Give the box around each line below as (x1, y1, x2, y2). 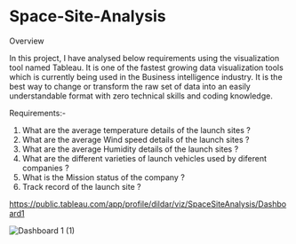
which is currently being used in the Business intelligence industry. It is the (9, 71, 283, 82)
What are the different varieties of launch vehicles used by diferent (21, 153, 268, 163)
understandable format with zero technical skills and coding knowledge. (9, 91, 273, 101)
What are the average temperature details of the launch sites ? (21, 124, 251, 135)
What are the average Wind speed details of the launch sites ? (21, 134, 250, 145)
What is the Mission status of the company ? (21, 171, 185, 183)
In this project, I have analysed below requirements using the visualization (9, 52, 280, 63)
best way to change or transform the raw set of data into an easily (9, 81, 251, 91)
